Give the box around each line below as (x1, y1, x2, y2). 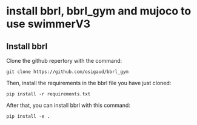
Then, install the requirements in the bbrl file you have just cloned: (6, 80, 172, 86)
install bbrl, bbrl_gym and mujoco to (6, 4, 192, 18)
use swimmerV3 (6, 17, 91, 31)
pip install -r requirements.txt (6, 91, 91, 97)
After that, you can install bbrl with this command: (6, 101, 130, 109)
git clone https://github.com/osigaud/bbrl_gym (6, 69, 129, 75)
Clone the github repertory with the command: (6, 57, 122, 64)
